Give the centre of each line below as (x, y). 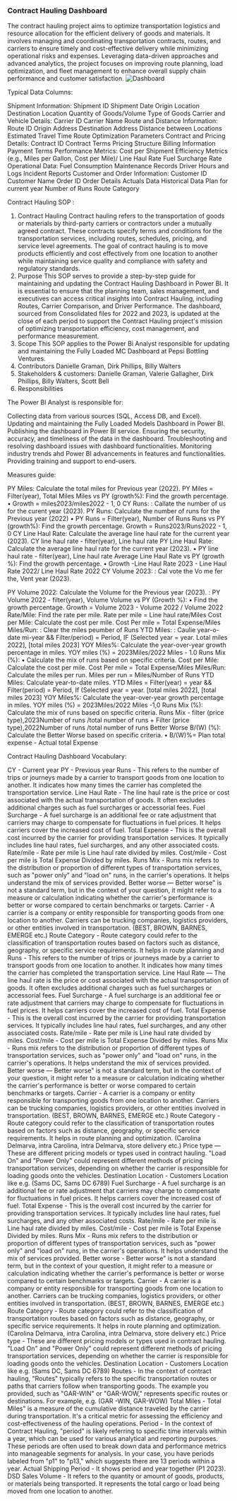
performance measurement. (58, 336)
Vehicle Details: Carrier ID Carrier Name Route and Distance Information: (113, 121)
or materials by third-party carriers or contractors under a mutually (115, 223)
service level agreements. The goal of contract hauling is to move (113, 246)
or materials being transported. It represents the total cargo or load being (114, 1484)
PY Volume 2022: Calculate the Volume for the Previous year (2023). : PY (114, 592)
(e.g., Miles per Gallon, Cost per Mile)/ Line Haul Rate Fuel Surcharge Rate (115, 158)
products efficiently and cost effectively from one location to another (117, 254)
